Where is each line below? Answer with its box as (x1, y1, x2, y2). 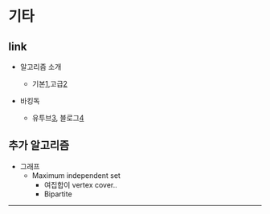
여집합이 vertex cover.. (43, 180, 118, 189)
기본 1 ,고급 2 (31, 79, 68, 88)
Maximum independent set (31, 170, 121, 180)
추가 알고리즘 (8, 139, 70, 152)
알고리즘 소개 (19, 62, 62, 71)
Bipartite (43, 189, 72, 199)
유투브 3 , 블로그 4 (31, 113, 84, 123)
